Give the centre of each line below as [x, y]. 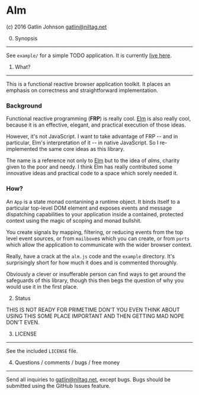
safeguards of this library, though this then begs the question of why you [95, 280]
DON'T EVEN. [23, 322]
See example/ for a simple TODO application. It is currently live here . [89, 55]
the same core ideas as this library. [82, 149]
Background [24, 106]
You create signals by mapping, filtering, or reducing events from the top [95, 232]
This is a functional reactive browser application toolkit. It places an [88, 84]
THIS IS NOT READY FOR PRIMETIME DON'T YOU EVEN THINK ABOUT [93, 309]
